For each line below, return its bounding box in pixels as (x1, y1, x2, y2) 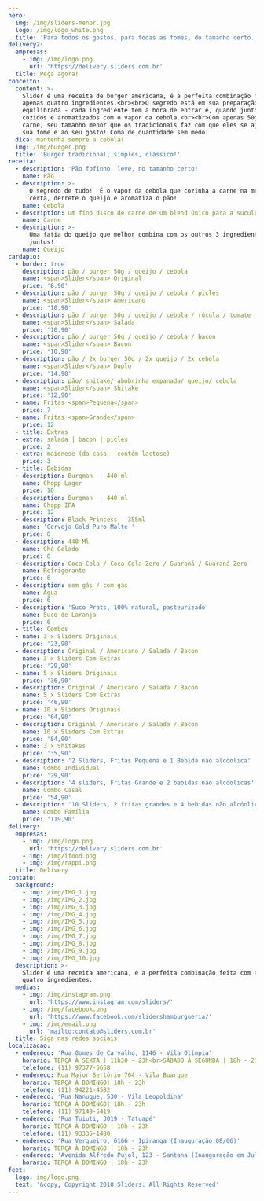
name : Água (22, 589, 58, 597)
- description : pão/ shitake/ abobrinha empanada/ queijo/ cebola (15, 376, 237, 385)
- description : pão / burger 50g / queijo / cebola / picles (15, 289, 220, 297)
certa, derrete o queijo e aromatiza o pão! (28, 194, 178, 202)
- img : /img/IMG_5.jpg (22, 917, 97, 926)
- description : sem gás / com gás (15, 582, 128, 589)
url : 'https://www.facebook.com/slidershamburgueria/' (28, 1012, 213, 1020)
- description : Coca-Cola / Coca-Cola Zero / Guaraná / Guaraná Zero (15, 560, 247, 567)
